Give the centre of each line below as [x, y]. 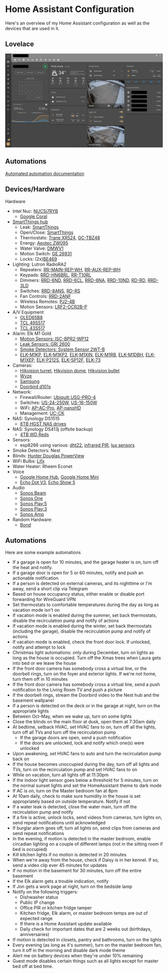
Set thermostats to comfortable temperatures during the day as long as [85, 605]
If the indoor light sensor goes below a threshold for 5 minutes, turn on [85, 780]
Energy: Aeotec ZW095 [44, 243]
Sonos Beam [33, 493]
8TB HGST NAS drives [43, 423]
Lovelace [19, 44]
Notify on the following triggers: [45, 892]
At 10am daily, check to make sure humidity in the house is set [76, 796]
